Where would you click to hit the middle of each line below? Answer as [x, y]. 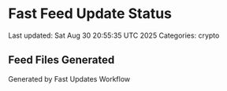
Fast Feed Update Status [90, 14]
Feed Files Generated [61, 60]
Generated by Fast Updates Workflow [69, 78]
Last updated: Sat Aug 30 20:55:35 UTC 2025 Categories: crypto [114, 35]
